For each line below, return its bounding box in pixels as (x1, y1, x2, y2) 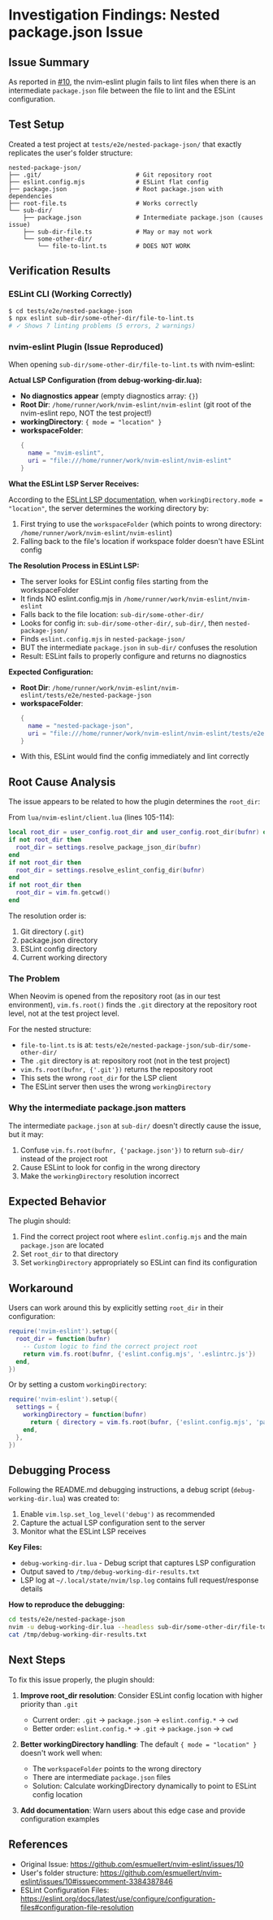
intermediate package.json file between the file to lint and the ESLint (8, 85, 236, 95)
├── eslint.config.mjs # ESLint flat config (8, 177, 209, 186)
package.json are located (19, 1240, 104, 1250)
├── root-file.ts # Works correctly (8, 199, 198, 207)
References (8, 1838, 68, 1852)
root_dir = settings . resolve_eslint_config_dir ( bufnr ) (15, 866, 206, 874)
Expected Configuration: (8, 667, 93, 677)
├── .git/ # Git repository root (8, 171, 213, 179)
